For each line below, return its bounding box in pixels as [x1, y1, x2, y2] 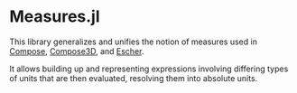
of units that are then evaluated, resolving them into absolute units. [9, 72, 258, 83]
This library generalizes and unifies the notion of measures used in [9, 36, 257, 47]
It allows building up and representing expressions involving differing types [9, 63, 289, 74]
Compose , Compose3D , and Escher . [9, 45, 144, 56]
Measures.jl [9, 6, 101, 27]
